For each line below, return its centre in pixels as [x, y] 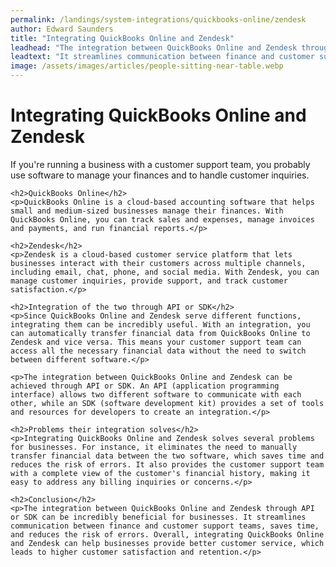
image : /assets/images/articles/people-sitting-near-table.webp [147, 66]
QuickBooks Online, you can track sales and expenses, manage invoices [162, 219]
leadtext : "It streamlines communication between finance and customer [162, 57]
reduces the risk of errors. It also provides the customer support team [167, 464]
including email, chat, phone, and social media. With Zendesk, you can [165, 272]
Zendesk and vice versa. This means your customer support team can [156, 342]
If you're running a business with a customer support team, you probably [160, 164]
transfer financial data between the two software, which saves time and [167, 456]
